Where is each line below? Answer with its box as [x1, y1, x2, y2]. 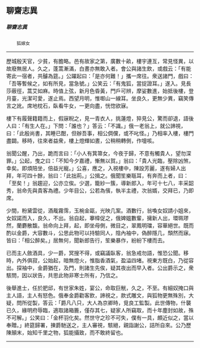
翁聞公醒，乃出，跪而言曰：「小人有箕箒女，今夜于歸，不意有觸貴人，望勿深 [6, 150, 192, 157]
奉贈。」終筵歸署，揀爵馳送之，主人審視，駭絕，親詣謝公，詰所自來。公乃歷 [6, 322, 192, 329]
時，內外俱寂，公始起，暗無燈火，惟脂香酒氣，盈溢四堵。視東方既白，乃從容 [6, 257, 194, 264]
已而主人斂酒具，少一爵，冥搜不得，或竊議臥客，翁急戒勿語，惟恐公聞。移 [6, 249, 189, 257]
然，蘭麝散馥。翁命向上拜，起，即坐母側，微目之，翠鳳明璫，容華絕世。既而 [6, 222, 194, 229]
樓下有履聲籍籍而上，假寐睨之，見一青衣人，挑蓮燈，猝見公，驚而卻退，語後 [6, 115, 194, 122]
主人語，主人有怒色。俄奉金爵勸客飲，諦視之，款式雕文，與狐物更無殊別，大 [6, 292, 194, 299]
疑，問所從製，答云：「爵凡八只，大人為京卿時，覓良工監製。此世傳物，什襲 [6, 299, 192, 306]
